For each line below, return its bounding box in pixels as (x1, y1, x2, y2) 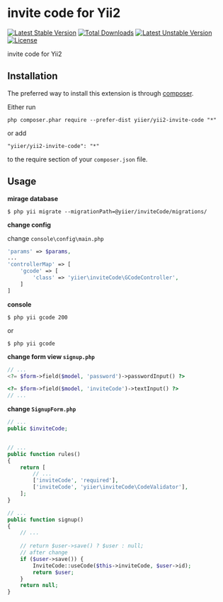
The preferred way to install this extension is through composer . (7, 89, 194, 97)
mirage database (7, 194, 59, 203)
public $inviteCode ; (7, 425, 69, 433)
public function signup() (7, 516, 84, 523)
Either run (7, 103, 36, 111)
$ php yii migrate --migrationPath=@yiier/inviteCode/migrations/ (7, 208, 207, 215)
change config (7, 220, 52, 229)
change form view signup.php (7, 352, 96, 360)
